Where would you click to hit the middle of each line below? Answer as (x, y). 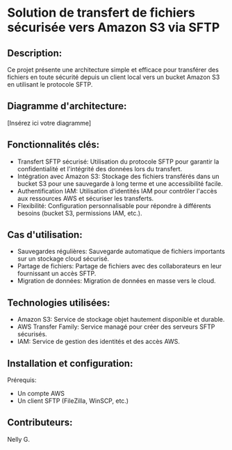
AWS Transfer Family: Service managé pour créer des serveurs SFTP (116, 327)
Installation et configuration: (70, 363)
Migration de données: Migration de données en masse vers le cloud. (117, 281)
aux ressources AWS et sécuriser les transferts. (85, 198)
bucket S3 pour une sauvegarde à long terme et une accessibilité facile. (120, 183)
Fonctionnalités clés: (53, 145)
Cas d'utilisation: (45, 235)
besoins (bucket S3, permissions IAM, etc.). (80, 213)
